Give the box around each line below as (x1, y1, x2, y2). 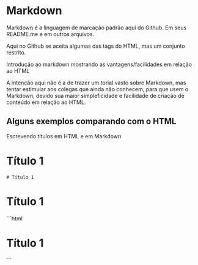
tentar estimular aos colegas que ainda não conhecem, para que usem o (6, 85, 189, 92)
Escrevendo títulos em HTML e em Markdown (6, 132, 122, 140)
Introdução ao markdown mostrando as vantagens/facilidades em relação (6, 61, 193, 68)
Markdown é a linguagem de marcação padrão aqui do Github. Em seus (6, 24, 187, 31)
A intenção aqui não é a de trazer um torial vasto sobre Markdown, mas (6, 79, 186, 86)
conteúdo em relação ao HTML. (6, 99, 86, 106)
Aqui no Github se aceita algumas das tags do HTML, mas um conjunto (6, 42, 185, 50)
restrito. (6, 48, 26, 56)
